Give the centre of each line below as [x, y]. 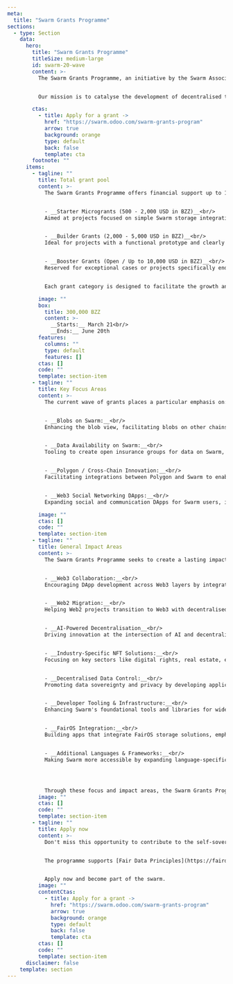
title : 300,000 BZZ [72, 312]
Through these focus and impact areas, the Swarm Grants [128, 791]
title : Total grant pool [74, 180]
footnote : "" [51, 161]
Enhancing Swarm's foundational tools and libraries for [128, 710]
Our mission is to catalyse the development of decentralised [130, 97]
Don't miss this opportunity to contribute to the [119, 842]
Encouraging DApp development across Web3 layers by [122, 585]
